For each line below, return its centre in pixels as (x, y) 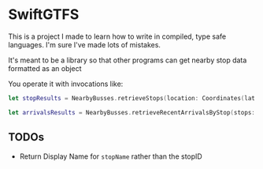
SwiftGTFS (44, 15)
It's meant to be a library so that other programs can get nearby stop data (128, 60)
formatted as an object (45, 68)
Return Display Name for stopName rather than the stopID (111, 156)
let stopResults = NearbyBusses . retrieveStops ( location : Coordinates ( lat (132, 98)
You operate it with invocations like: (66, 84)
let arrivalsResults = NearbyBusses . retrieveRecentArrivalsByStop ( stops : (132, 112)
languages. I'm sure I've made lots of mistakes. (85, 44)
